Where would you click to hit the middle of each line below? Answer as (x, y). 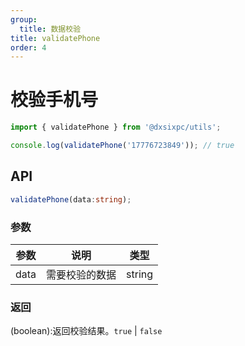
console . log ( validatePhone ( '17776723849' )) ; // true (122, 146)
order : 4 (28, 47)
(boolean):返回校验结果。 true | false (86, 331)
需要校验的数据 (81, 274)
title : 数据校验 (50, 29)
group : (24, 19)
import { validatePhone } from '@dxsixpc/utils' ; (116, 127)
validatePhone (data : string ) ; (71, 199)
